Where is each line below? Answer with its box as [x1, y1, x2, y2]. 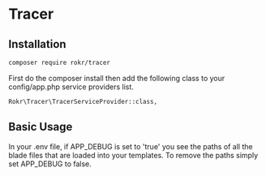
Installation [8, 37, 66, 51]
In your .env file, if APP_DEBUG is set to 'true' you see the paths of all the [8, 141, 253, 151]
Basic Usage [8, 120, 73, 134]
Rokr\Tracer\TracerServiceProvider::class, [8, 97, 158, 105]
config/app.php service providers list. [8, 82, 134, 92]
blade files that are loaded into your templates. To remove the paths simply [8, 150, 258, 160]
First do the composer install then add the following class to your [8, 73, 225, 83]
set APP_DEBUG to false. [8, 159, 92, 169]
